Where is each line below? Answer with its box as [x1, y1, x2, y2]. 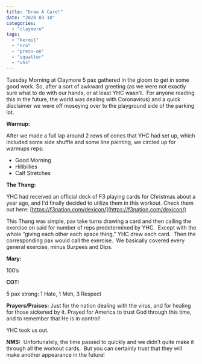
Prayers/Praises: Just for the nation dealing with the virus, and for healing [6, 302, 191, 309]
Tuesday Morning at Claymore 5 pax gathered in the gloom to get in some [6, 76, 190, 84]
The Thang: [6, 181, 36, 188]
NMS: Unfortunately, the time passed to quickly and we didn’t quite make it [6, 338, 194, 345]
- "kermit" [11, 37, 39, 43]
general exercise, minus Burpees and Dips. [6, 243, 113, 250]
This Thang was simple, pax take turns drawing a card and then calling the [6, 217, 192, 225]
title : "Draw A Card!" [6, 8, 63, 15]
